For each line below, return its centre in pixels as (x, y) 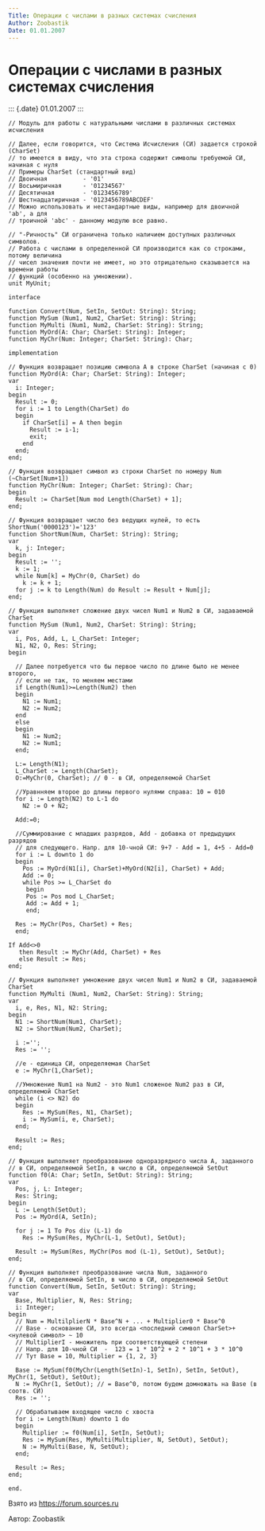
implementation (33, 353)
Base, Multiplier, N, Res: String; (74, 1301)
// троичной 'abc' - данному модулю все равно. (88, 221)
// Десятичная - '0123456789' (71, 193)
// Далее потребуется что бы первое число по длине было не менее (127, 667)
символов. (25, 242)
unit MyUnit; (30, 283)
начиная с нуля (33, 165)
